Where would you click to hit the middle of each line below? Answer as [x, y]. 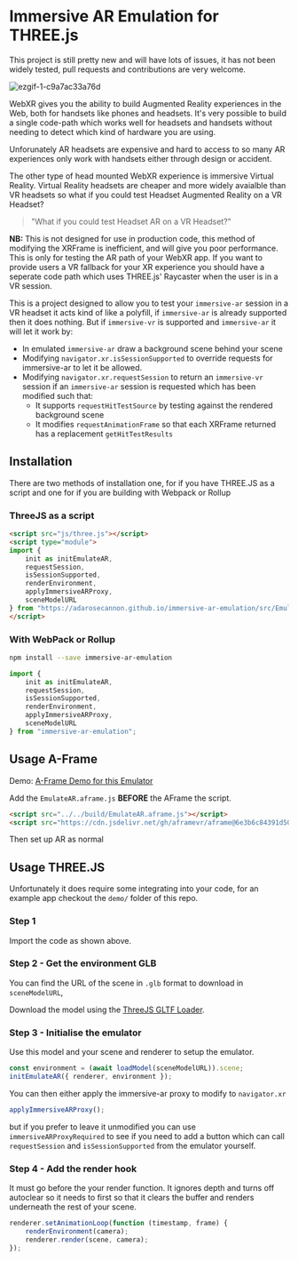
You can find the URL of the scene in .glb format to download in [126, 983]
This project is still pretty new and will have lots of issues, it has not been [143, 60]
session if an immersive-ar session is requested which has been [139, 386]
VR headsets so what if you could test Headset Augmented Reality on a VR [145, 195]
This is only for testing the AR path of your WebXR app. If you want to [136, 257]
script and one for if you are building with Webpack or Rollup [120, 492]
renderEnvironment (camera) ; [77, 1231]
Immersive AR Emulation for [114, 16]
